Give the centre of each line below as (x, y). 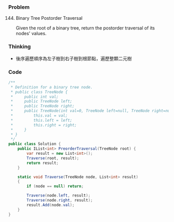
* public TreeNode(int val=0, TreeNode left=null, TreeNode (80, 111)
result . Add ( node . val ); (51, 205)
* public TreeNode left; (41, 101)
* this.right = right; (43, 125)
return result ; (43, 163)
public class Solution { (35, 144)
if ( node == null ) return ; (55, 186)
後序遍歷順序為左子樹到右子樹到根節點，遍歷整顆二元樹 (74, 58)
